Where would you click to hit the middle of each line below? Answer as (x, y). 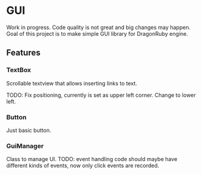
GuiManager (25, 146)
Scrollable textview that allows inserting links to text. (72, 83)
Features (23, 53)
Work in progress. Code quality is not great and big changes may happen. (99, 27)
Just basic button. (29, 130)
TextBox (19, 70)
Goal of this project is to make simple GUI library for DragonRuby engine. (97, 33)
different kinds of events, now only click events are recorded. (83, 166)
